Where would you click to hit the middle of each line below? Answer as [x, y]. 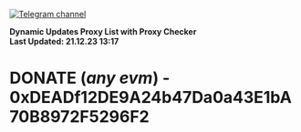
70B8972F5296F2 [79, 117]
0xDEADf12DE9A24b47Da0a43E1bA [150, 98]
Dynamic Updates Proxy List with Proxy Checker [103, 31]
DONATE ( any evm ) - [90, 78]
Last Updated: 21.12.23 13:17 [64, 41]
